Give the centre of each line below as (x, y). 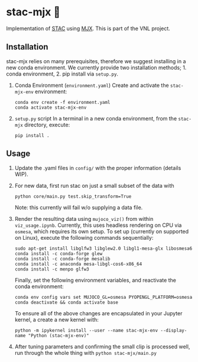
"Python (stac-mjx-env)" (59, 335)
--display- (174, 330)
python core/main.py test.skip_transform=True (73, 196)
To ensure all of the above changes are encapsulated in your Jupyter (98, 313)
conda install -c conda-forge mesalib (62, 259)
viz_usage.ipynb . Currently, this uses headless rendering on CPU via (98, 225)
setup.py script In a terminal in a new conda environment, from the (96, 118)
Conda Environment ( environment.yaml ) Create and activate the (92, 85)
